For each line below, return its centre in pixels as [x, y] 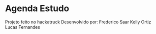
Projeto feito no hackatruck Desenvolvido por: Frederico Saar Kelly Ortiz [78, 22]
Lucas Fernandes [23, 27]
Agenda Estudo [37, 8]
